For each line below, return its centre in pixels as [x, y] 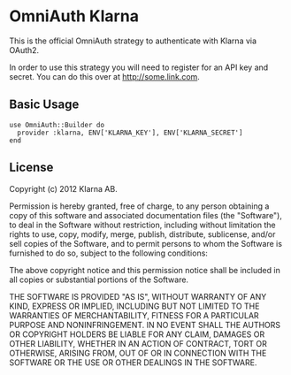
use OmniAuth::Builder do [57, 125]
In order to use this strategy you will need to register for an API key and [139, 67]
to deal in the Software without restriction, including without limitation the [142, 225]
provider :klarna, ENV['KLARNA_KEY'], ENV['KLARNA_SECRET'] [130, 133]
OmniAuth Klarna [74, 16]
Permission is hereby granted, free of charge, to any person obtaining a [139, 206]
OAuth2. [24, 50]
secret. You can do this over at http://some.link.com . [105, 76]
